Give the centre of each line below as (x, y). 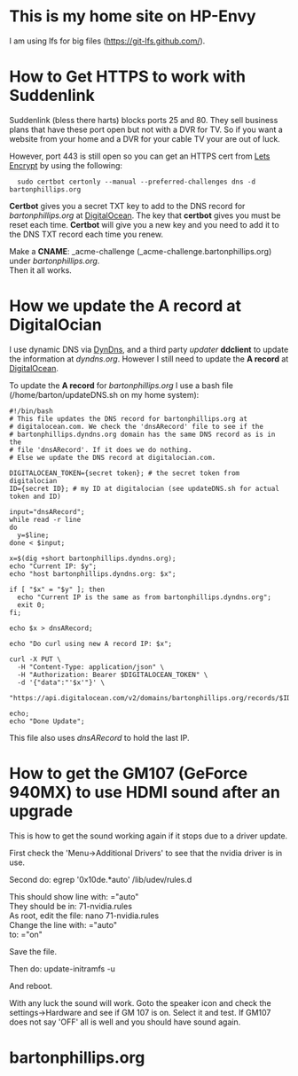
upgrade (41, 811)
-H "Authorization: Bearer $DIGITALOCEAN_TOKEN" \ (113, 674)
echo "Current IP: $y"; (53, 566)
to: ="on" (26, 934)
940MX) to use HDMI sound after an (145, 792)
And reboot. (31, 986)
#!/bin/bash (31, 411)
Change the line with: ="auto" (63, 924)
